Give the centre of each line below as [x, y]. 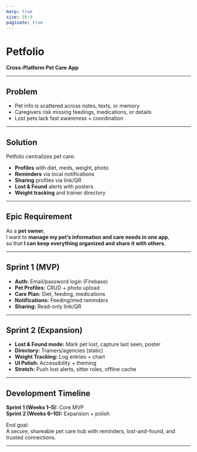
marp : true [19, 11]
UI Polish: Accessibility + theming [55, 363]
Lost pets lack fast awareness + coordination [69, 119]
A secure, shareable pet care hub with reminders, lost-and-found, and [91, 431]
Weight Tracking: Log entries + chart [60, 357]
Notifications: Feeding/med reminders [61, 300]
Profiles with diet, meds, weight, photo [62, 167]
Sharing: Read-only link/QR [48, 306]
